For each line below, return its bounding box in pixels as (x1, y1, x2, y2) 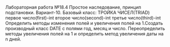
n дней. (5, 36, 21, 42)
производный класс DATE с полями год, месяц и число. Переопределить (5, 25, 165, 31)
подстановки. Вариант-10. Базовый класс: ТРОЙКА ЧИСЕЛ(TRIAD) (5, 9, 150, 15)
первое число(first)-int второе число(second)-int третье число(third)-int (5, 15, 161, 20)
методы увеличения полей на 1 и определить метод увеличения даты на (5, 31, 164, 36)
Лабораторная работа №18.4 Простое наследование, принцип (5, 4, 141, 10)
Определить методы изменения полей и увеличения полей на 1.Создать (5, 20, 163, 26)
